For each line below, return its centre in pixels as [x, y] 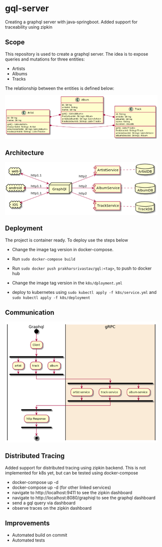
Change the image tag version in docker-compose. [63, 249]
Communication [30, 313]
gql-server [27, 8]
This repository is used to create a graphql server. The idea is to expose [77, 54]
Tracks [19, 79]
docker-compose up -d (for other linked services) [61, 487]
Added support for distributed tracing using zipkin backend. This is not [75, 467]
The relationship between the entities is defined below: [60, 88]
